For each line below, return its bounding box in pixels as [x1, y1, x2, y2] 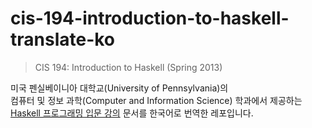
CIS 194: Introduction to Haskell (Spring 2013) [34, 61, 223, 73]
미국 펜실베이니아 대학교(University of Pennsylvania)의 [10, 82, 229, 94]
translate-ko [10, 28, 116, 51]
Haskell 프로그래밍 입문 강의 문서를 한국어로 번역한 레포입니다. [10, 107, 254, 119]
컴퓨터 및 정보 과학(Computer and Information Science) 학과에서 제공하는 [10, 94, 303, 106]
